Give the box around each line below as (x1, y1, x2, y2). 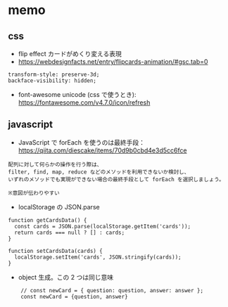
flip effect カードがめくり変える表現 (18, 50, 122, 58)
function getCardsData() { (8, 216, 87, 223)
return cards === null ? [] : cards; (14, 229, 125, 236)
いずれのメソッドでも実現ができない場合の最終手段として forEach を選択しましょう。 (8, 176, 224, 183)
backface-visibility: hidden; (8, 77, 97, 84)
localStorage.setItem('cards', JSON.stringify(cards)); (14, 254, 182, 261)
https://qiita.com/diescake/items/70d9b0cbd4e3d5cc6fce (18, 146, 187, 155)
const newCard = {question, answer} (20, 293, 129, 300)
